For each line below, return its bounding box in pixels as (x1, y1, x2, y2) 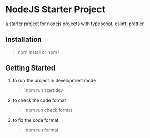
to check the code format (12, 97, 66, 103)
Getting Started (5, 64, 56, 73)
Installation (5, 35, 42, 44)
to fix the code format (12, 117, 59, 123)
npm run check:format (25, 107, 72, 113)
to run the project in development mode (12, 77, 96, 83)
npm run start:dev (25, 87, 63, 93)
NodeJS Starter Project (5, 4, 106, 15)
